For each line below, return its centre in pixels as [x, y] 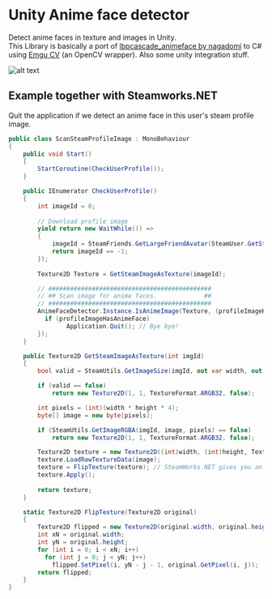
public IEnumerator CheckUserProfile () [90, 191]
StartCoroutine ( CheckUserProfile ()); [101, 169]
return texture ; [65, 490]
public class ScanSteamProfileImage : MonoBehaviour [99, 139]
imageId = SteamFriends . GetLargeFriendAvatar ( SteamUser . [150, 244]
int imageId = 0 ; [66, 206]
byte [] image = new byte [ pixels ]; [96, 415]
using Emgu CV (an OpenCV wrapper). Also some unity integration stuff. [129, 54]
